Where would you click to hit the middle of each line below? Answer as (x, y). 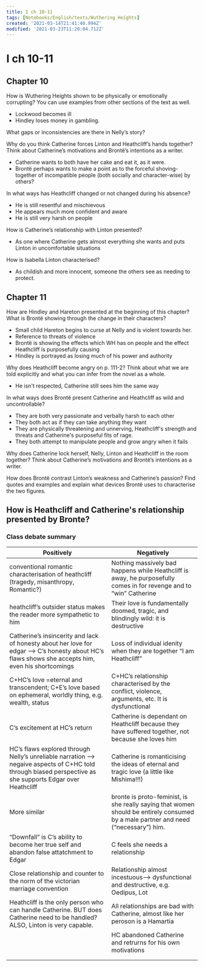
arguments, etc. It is (140, 699)
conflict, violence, (137, 691)
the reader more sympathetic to (54, 614)
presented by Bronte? (48, 520)
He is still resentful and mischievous (60, 205)
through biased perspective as (53, 771)
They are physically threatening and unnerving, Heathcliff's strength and (106, 429)
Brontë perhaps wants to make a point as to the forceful (85, 169)
